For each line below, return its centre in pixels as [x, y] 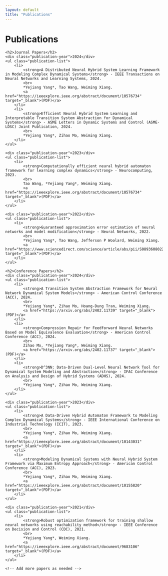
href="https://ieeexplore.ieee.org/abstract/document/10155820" [73, 485]
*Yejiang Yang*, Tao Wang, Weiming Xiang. [68, 87]
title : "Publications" [29, 14]
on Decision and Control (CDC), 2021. [45, 529]
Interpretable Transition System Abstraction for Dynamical [69, 118]
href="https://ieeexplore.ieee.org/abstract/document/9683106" [72, 547]
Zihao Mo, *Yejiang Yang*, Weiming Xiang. [68, 345]
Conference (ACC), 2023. [31, 468]
